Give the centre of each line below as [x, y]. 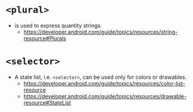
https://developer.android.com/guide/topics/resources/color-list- [104, 83]
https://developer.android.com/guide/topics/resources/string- [100, 32]
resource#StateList [47, 102]
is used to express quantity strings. [58, 25]
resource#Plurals [45, 38]
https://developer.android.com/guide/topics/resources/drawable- [105, 96]
